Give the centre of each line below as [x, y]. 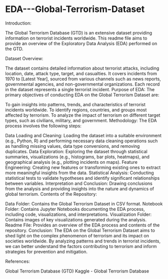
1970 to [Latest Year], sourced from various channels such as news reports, [83, 79]
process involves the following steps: [43, 126]
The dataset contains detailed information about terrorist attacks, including [82, 68]
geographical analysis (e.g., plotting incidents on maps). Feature [71, 162]
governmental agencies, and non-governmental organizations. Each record [82, 84]
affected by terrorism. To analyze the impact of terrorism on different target [83, 115]
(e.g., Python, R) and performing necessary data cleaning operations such [81, 141]
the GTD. [14, 49]
